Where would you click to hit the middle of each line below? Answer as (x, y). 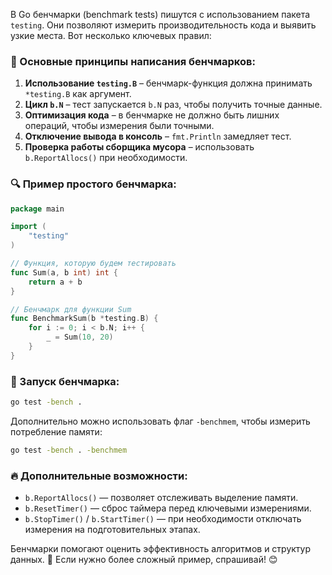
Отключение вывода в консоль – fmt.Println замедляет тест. (158, 136)
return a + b (55, 282)
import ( (28, 227)
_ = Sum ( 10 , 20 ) (80, 337)
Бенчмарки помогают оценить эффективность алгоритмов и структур (161, 549)
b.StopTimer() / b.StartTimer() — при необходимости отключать (163, 519)
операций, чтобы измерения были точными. (119, 126)
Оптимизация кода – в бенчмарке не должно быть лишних (152, 115)
